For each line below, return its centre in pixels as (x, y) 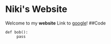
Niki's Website (36, 9)
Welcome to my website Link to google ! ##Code (55, 23)
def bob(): (17, 32)
